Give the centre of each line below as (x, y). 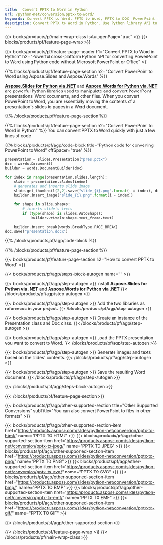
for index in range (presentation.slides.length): (56, 177)
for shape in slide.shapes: (42, 204)
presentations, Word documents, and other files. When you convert (72, 96)
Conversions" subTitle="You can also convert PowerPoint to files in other (78, 411)
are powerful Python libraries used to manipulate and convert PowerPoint (78, 91)
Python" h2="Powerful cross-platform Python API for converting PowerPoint (81, 57)
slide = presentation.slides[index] (51, 182)
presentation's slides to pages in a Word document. (57, 107)
